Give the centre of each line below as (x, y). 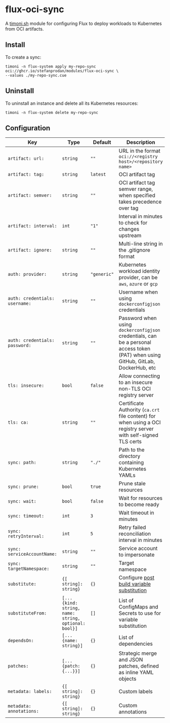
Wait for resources (141, 498)
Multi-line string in (141, 244)
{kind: (70, 603)
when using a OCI (140, 422)
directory (130, 456)
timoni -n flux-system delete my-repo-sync (52, 112)
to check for (133, 223)
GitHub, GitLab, (137, 361)
